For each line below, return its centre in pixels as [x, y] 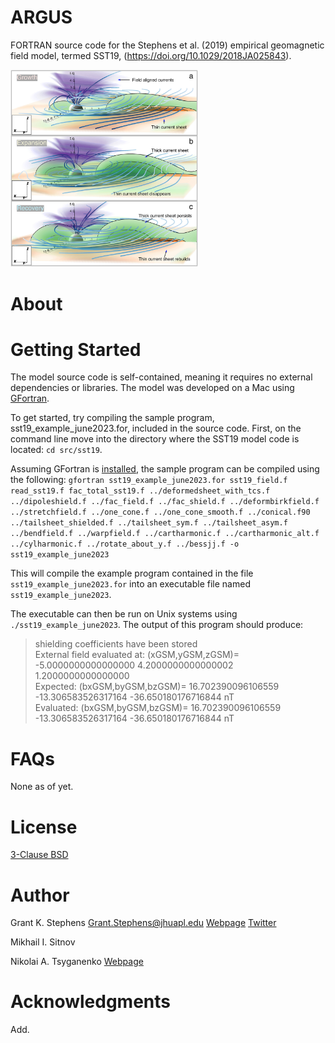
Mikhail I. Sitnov [43, 942]
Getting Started [76, 349]
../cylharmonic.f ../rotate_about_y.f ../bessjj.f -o [125, 544]
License [44, 827]
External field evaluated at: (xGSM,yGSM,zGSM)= [137, 655]
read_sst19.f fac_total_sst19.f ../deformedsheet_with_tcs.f [140, 491]
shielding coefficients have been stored [116, 644]
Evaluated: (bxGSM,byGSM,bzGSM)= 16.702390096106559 [158, 708]
